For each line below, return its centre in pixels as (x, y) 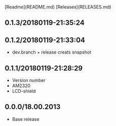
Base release (26, 119)
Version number (29, 80)
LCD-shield (24, 91)
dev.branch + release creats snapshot (52, 52)
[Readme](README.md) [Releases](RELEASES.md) (58, 7)
